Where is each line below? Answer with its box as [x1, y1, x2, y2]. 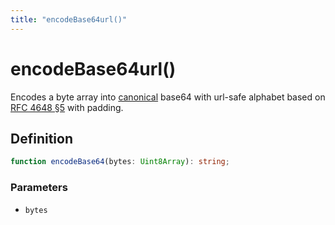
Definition [10, 130, 73, 147]
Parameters [10, 181, 68, 195]
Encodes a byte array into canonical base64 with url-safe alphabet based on [10, 91, 326, 103]
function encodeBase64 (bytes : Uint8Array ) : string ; [10, 157, 230, 167]
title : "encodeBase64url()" [10, 14, 128, 25]
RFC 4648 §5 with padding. [10, 101, 124, 113]
